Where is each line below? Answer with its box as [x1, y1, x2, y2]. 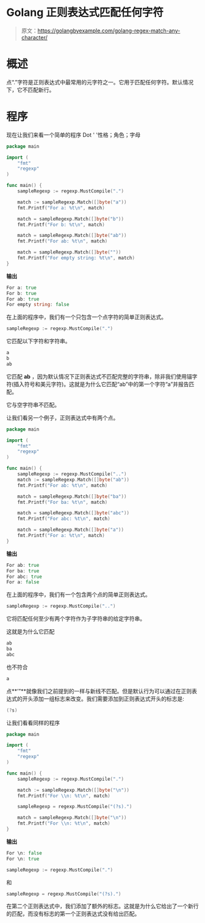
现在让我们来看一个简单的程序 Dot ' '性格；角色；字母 [6, 131, 141, 138]
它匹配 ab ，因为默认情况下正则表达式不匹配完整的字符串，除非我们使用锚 [6, 373, 192, 380]
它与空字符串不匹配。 [6, 401, 60, 408]
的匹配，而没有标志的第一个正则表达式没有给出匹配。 [6, 910, 140, 918]
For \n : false [6, 850, 43, 856]
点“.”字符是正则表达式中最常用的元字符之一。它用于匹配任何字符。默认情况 [6, 78, 194, 86]
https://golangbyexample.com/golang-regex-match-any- [37, 27, 181, 34]
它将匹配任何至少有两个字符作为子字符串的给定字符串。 [6, 615, 145, 622]
